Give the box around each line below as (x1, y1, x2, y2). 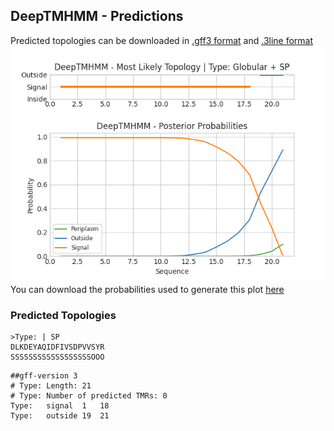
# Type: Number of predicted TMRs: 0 (10, 391, 168, 401)
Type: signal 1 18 (10, 401, 110, 411)
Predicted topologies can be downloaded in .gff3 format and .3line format (10, 34, 314, 46)
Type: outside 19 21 (10, 411, 110, 421)
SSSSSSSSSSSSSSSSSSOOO (10, 352, 105, 363)
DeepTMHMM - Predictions (10, 8, 184, 25)
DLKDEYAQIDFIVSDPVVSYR (10, 342, 105, 353)
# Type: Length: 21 (10, 381, 92, 391)
